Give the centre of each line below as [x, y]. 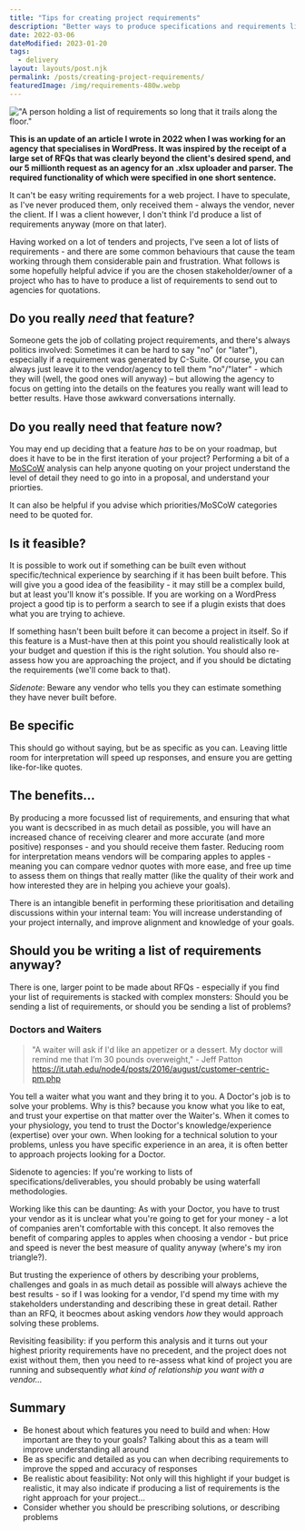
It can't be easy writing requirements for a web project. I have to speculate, [150, 195]
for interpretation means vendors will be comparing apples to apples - [140, 856]
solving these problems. [54, 1323]
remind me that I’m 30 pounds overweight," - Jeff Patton [137, 1059]
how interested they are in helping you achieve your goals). [120, 885]
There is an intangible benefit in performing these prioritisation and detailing [152, 902]
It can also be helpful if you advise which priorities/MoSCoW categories [143, 505]
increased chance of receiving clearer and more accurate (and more [137, 837]
